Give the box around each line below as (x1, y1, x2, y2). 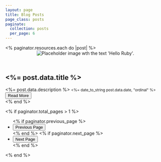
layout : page (5, 7, 33, 13)
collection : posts (10, 26, 49, 31)
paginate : (5, 21, 26, 27)
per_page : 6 (10, 31, 36, 36)
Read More (8, 93, 29, 99)
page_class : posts (5, 17, 44, 22)
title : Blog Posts (5, 12, 44, 17)
